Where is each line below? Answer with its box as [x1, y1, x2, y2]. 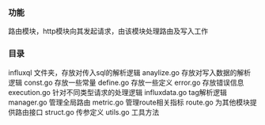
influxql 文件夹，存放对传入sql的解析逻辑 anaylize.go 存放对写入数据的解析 [8, 67, 252, 77]
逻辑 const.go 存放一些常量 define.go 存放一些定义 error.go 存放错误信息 [8, 78, 244, 87]
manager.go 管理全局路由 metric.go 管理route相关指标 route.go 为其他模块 [8, 97, 251, 107]
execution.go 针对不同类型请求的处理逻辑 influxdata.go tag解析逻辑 [8, 87, 227, 97]
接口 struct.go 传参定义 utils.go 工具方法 [28, 107, 160, 116]
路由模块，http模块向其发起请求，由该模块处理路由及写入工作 [8, 26, 209, 36]
